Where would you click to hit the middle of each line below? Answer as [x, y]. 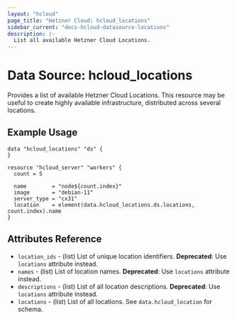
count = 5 [28, 174]
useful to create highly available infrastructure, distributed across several [114, 103]
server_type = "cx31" [46, 199]
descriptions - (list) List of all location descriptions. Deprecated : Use [119, 286]
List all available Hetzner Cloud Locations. [82, 40]
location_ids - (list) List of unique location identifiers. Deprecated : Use [122, 256]
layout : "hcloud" [33, 14]
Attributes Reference [55, 239]
